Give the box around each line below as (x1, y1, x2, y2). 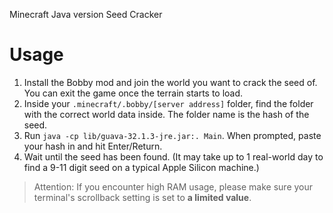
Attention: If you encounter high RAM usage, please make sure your (33, 180, 314, 193)
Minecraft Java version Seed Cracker (9, 9, 163, 20)
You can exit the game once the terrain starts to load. (23, 87, 244, 99)
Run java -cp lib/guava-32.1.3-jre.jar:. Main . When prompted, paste (23, 129, 322, 141)
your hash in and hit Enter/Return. (23, 140, 163, 152)
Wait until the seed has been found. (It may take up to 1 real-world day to (23, 150, 324, 163)
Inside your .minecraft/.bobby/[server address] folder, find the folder (23, 97, 314, 109)
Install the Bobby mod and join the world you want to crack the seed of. (23, 76, 318, 88)
